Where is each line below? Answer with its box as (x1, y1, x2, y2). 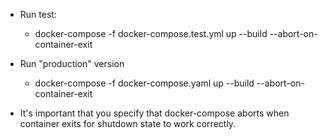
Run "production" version (19, 58, 125, 69)
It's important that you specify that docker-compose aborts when (19, 107, 290, 119)
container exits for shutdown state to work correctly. (19, 118, 237, 129)
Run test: (19, 9, 57, 20)
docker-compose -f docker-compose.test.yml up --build (34, 28, 268, 39)
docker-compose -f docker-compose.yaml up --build (34, 77, 255, 89)
